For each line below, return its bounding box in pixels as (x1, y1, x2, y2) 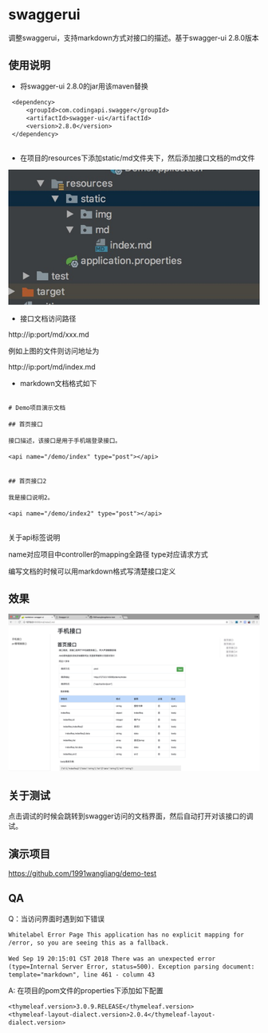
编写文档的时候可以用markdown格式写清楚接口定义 (8, 566, 176, 576)
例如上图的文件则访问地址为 (8, 345, 100, 356)
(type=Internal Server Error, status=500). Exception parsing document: (8, 963, 255, 971)
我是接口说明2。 (8, 493, 54, 502)
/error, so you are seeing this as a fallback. (8, 939, 170, 947)
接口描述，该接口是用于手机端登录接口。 (8, 436, 121, 444)
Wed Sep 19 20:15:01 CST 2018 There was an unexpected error (8, 955, 216, 963)
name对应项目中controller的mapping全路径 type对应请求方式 (8, 549, 209, 559)
